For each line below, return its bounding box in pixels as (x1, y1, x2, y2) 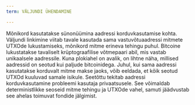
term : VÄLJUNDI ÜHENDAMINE (6, 8, 72, 15)
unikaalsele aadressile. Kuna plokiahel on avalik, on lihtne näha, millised (6, 55, 179, 62)
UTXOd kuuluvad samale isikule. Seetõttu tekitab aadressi (6, 73, 146, 80)
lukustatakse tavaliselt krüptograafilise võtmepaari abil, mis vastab (6, 48, 167, 56)
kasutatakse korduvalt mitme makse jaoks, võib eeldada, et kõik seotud (6, 67, 178, 74)
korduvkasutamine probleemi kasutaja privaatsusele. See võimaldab (6, 80, 170, 87)
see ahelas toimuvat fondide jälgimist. (6, 92, 97, 99)
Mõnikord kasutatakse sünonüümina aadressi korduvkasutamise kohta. (6, 30, 177, 37)
